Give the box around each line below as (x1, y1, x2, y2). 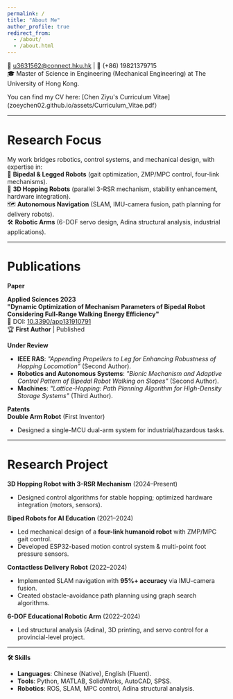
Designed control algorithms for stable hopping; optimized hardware (17, 493, 213, 501)
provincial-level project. (17, 633, 85, 641)
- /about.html (13, 42, 54, 49)
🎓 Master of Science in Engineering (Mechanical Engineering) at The (7, 69, 207, 77)
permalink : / (7, 10, 45, 17)
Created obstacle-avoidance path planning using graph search (17, 591, 197, 600)
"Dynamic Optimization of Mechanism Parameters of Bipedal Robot (7, 302, 206, 311)
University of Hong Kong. (7, 79, 80, 88)
